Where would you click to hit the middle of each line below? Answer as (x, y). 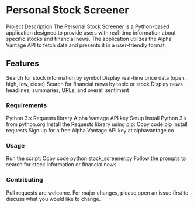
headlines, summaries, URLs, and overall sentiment (68, 90)
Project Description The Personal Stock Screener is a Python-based (88, 26)
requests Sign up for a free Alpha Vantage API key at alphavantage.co (90, 131)
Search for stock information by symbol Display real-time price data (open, (96, 77)
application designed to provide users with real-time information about (91, 32)
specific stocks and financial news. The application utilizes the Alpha (89, 39)
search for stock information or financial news (61, 165)
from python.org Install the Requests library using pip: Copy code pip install (97, 124)
